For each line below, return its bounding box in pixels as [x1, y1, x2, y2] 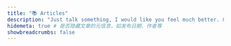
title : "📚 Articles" [7, 9, 69, 17]
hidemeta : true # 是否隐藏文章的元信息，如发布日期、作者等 [7, 22, 162, 29]
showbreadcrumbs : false [7, 28, 76, 36]
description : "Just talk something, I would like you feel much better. [7, 16, 220, 23]
